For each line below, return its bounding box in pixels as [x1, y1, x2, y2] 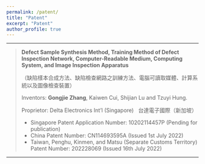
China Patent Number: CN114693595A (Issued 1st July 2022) [30, 132, 184, 140]
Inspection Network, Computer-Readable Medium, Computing [21, 55, 183, 62]
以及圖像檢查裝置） [26, 82, 75, 89]
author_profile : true [6, 26, 62, 32]
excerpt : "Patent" [6, 20, 53, 26]
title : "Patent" [6, 15, 48, 21]
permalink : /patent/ [6, 9, 59, 15]
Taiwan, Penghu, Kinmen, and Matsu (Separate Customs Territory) [30, 138, 198, 146]
